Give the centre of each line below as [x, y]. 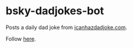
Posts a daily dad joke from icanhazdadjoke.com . [66, 27]
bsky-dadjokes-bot [55, 11]
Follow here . [21, 39]
